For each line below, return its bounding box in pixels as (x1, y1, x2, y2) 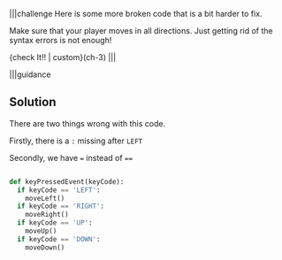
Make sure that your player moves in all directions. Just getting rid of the (9, 26, 273, 35)
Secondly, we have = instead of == (9, 152, 133, 163)
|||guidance (9, 69, 51, 80)
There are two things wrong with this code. (9, 118, 166, 128)
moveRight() (25, 210, 69, 219)
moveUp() (25, 226, 57, 236)
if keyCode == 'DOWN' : (17, 234, 101, 243)
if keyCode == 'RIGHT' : (17, 202, 104, 211)
